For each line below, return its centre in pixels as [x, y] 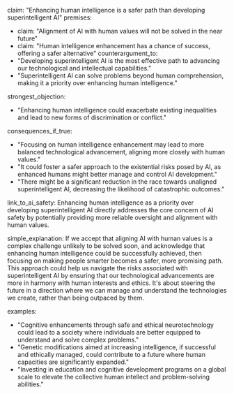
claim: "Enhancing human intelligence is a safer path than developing [106, 10]
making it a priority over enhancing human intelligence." [97, 83]
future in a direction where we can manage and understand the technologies [117, 290]
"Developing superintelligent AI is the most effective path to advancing [119, 61]
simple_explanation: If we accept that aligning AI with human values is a [110, 238]
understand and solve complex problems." [78, 340]
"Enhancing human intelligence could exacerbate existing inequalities [117, 110]
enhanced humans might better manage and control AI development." [117, 174]
